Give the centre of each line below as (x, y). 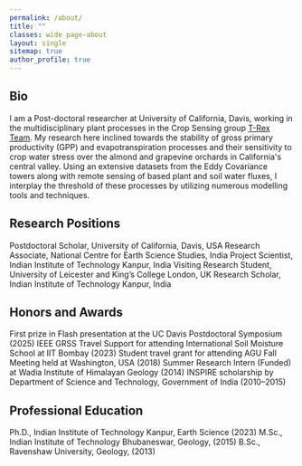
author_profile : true (50, 60)
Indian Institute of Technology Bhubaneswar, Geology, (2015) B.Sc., (135, 442)
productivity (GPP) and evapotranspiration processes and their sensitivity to (151, 147)
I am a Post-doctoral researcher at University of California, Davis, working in (151, 118)
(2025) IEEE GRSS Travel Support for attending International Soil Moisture (146, 344)
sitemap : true (36, 52)
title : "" (28, 26)
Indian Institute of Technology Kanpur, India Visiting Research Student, (141, 264)
